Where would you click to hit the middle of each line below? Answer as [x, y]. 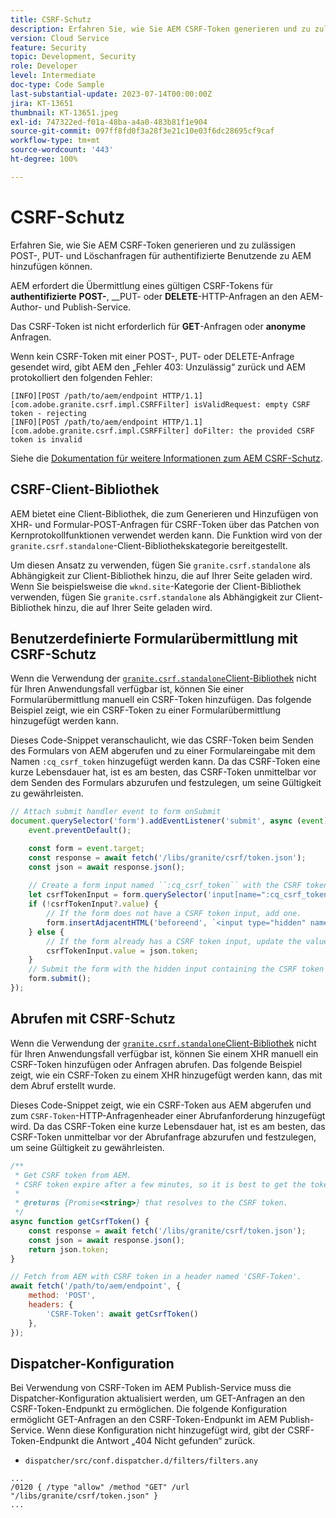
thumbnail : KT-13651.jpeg [64, 112]
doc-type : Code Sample [57, 85]
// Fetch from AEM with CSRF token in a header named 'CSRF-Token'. [156, 1277]
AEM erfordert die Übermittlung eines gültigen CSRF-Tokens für [142, 285]
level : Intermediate [53, 76]
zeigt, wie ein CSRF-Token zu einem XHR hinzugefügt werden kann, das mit [166, 1075]
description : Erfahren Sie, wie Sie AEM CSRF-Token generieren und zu [160, 29]
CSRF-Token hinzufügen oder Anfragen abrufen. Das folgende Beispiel [156, 1064]
